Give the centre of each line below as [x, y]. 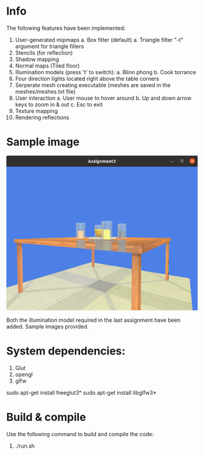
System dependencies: [66, 351]
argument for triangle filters [49, 46]
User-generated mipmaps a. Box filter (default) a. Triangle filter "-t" [99, 40]
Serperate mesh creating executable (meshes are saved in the [93, 85]
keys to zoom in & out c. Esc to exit [59, 104]
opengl [24, 374]
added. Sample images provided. [48, 326]
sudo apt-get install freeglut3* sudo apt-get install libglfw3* [81, 392]
